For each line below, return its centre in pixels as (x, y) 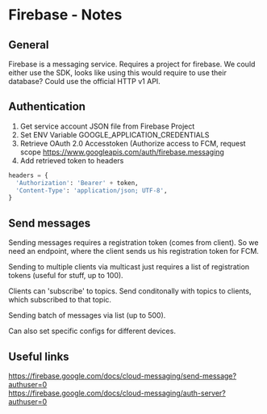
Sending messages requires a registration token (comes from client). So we (133, 243)
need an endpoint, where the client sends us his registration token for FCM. (134, 251)
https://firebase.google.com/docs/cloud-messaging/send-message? (122, 376)
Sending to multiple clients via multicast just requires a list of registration (129, 267)
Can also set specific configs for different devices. (92, 331)
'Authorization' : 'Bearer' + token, (77, 183)
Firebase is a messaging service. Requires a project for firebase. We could (132, 64)
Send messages (50, 223)
